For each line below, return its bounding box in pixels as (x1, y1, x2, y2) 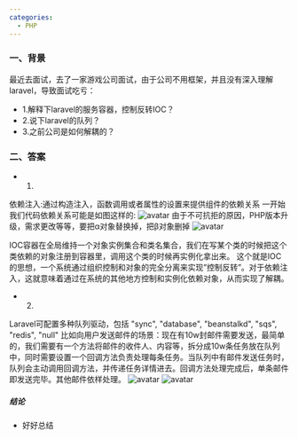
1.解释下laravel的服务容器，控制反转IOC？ (21, 104, 175, 114)
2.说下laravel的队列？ (21, 114, 100, 125)
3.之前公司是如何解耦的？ (21, 126, 115, 137)
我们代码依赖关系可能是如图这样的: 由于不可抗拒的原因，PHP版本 (9, 210, 281, 221)
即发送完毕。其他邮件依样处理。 (9, 374, 126, 385)
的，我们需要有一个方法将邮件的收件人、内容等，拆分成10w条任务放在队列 (9, 341, 280, 351)
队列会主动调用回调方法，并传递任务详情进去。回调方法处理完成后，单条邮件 (9, 363, 289, 373)
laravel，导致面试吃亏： (9, 85, 96, 96)
